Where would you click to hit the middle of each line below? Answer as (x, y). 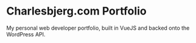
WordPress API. (26, 34)
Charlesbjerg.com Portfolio (77, 11)
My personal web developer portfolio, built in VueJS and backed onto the (98, 28)
